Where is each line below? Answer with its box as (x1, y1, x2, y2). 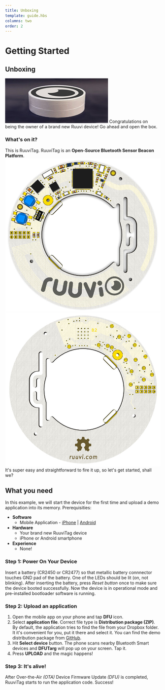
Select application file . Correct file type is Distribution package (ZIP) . (12, 619, 155, 625)
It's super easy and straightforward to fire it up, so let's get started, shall (5, 467, 152, 473)
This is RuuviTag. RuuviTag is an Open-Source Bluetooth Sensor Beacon (5, 147, 154, 153)
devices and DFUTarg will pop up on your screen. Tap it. (12, 645, 127, 651)
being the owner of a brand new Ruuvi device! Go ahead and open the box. (5, 124, 158, 130)
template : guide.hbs (5, 13, 48, 18)
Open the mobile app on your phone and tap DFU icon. (12, 613, 124, 619)
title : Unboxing (5, 8, 38, 13)
